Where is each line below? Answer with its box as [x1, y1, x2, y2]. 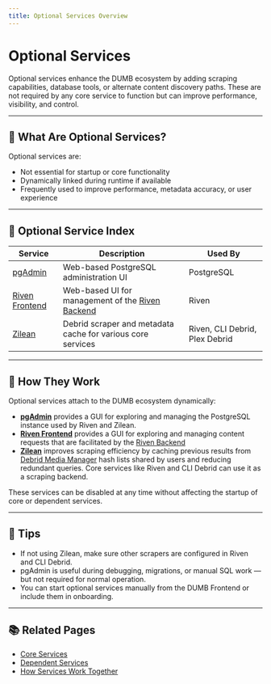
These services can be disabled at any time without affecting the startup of [8, 488, 258, 497]
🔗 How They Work [8, 374, 101, 388]
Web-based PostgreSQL [63, 262, 157, 273]
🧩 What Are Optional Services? [8, 130, 167, 144]
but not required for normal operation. [19, 574, 147, 584]
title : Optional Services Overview [8, 11, 128, 20]
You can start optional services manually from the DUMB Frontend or [19, 583, 250, 593]
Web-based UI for [63, 285, 132, 296]
